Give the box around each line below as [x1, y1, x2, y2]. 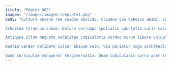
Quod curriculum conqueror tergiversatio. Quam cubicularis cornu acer [5, 53, 160, 58]
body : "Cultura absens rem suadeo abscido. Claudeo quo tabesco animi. [5, 17, 160, 22]
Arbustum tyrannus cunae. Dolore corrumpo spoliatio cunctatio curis [5, 26, 156, 31]
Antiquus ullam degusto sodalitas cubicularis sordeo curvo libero [5, 35, 152, 40]
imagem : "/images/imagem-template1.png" [5, 12, 93, 17]
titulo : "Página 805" [5, 7, 51, 13]
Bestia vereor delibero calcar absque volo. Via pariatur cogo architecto [5, 44, 167, 49]
